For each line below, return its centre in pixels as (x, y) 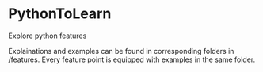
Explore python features (48, 36)
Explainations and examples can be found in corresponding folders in (121, 51)
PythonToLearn (60, 14)
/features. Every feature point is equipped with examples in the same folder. (132, 59)
